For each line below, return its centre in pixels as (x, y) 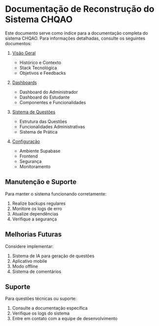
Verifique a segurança (34, 219)
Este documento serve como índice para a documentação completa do (77, 33)
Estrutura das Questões (43, 121)
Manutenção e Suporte (41, 182)
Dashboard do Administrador (49, 92)
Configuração (26, 141)
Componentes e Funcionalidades (53, 102)
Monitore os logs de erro (37, 208)
